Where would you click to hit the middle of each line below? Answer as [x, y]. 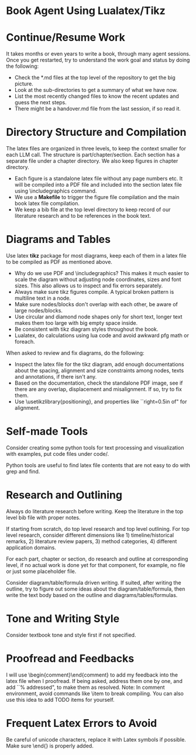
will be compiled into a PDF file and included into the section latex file [98, 185]
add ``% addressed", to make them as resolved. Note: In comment [85, 687]
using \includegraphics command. [56, 191]
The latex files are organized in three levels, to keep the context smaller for [96, 149]
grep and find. [23, 471]
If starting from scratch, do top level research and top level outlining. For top [98, 528]
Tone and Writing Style [63, 619]
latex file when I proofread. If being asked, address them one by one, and [94, 681]
